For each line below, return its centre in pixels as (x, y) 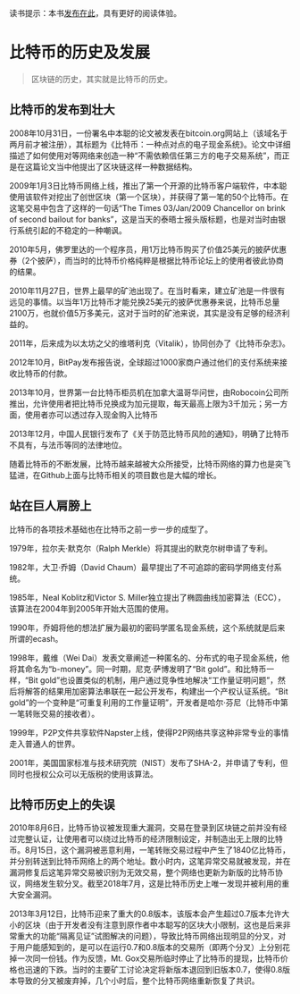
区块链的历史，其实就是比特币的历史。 (101, 79)
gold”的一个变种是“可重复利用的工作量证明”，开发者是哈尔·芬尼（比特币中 (145, 702)
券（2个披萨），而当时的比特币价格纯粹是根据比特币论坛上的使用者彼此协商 (146, 260)
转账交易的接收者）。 (62, 713)
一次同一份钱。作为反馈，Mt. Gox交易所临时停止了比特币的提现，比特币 (149, 958)
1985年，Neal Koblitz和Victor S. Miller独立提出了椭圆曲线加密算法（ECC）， (147, 597)
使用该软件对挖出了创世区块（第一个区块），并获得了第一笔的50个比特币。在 (149, 197)
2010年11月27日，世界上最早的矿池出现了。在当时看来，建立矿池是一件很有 (147, 291)
